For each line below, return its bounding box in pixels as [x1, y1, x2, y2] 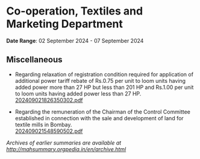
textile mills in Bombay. [14, 121, 72, 128]
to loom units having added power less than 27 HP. [14, 89, 142, 97]
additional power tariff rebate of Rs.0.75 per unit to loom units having [14, 77, 186, 84]
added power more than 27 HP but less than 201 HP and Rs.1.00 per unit [14, 83, 194, 91]
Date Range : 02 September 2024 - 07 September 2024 [6, 37, 144, 44]
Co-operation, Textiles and [6, 4, 143, 18]
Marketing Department [6, 17, 123, 31]
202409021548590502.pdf [14, 127, 83, 134]
